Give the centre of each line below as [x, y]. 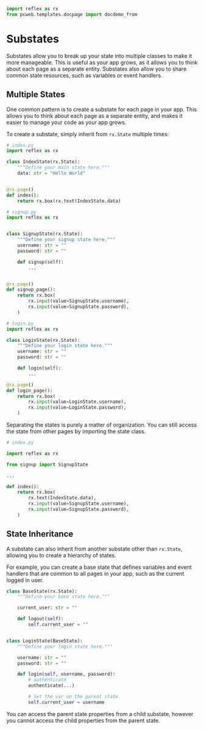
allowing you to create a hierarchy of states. [62, 555]
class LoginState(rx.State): [43, 340]
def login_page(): [30, 391]
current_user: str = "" [47, 608]
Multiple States [36, 95]
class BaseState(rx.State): [42, 591]
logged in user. [25, 580]
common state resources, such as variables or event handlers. [84, 75]
